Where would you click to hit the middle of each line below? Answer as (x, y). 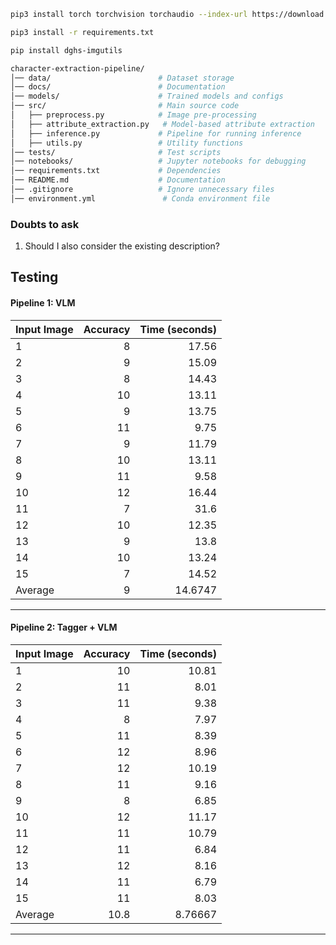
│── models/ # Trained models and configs (147, 96)
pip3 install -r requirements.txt (82, 32)
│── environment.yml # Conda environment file (140, 198)
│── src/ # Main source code (125, 106)
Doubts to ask (45, 224)
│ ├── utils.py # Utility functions (127, 143)
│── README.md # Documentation (118, 180)
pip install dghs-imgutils (66, 50)
